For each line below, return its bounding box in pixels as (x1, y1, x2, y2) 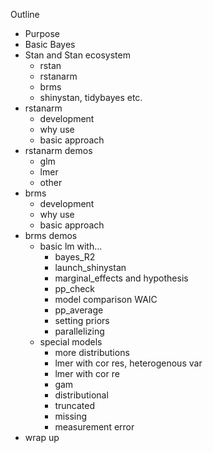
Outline (10, 9, 40, 20)
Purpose (24, 28, 61, 39)
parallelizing (54, 325, 105, 337)
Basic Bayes (24, 39, 76, 50)
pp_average (54, 304, 104, 316)
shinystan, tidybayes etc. (39, 92, 143, 103)
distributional (54, 389, 109, 401)
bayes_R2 (54, 251, 96, 263)
